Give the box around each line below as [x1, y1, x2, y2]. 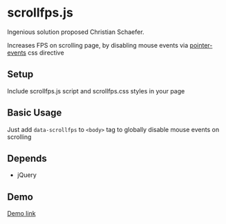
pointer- [189, 41, 213, 49]
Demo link [7, 209, 36, 218]
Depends [7, 152, 47, 164]
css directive [27, 48, 64, 57]
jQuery [17, 171, 37, 179]
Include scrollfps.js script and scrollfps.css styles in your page [7, 86, 185, 95]
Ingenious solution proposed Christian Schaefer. [7, 28, 144, 36]
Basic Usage [7, 107, 62, 119]
